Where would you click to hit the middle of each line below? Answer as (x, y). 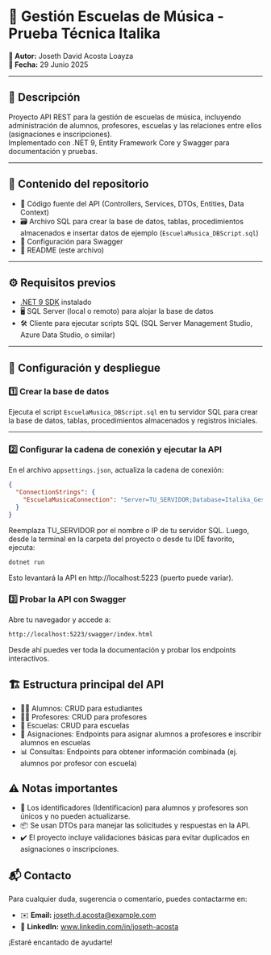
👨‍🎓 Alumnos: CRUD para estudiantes (81, 708)
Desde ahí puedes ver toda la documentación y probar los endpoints (122, 649)
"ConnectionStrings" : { (55, 492)
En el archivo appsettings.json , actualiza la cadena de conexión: (116, 470)
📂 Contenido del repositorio (79, 184)
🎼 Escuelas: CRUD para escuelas (75, 725)
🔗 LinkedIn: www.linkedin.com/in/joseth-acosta (99, 927)
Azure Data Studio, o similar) (67, 335)
